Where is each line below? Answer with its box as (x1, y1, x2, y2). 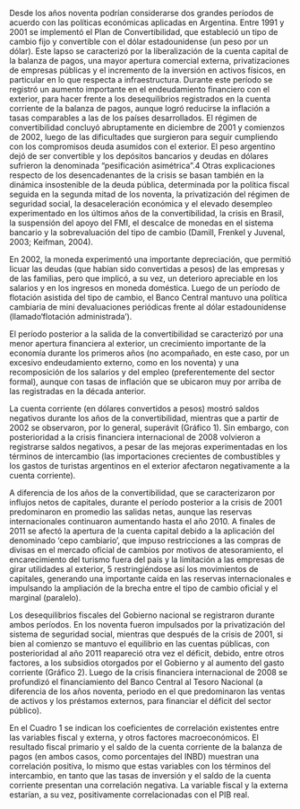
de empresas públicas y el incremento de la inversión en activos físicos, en (9, 65, 287, 75)
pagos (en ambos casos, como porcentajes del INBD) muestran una (9, 752, 260, 761)
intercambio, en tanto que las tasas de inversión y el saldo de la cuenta (9, 770, 271, 780)
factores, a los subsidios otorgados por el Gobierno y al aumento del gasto (9, 657, 285, 668)
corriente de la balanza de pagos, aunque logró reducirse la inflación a (9, 103, 270, 113)
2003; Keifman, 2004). (9, 237, 94, 247)
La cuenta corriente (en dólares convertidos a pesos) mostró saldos (9, 403, 260, 414)
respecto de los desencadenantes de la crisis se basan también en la (9, 170, 264, 180)
